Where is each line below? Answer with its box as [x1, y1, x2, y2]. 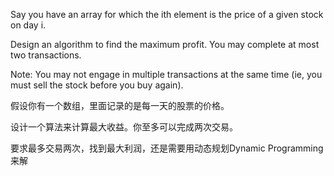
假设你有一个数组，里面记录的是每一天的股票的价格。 [10, 100, 230, 111]
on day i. [10, 19, 47, 31]
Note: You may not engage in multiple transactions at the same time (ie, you [10, 69, 323, 80]
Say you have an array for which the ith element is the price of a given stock [10, 9, 324, 20]
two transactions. [10, 49, 82, 61]
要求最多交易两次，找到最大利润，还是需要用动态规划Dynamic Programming [10, 142, 324, 154]
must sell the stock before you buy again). [10, 79, 184, 91]
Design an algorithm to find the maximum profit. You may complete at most [10, 39, 320, 50]
